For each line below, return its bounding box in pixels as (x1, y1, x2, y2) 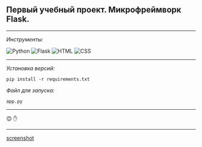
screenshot (6, 134, 34, 142)
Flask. (6, 14, 30, 25)
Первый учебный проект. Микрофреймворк (6, 5, 182, 15)
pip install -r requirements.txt (6, 76, 90, 82)
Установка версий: (6, 64, 55, 71)
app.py (6, 98, 23, 104)
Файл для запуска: (6, 86, 55, 94)
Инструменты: (6, 35, 43, 43)
